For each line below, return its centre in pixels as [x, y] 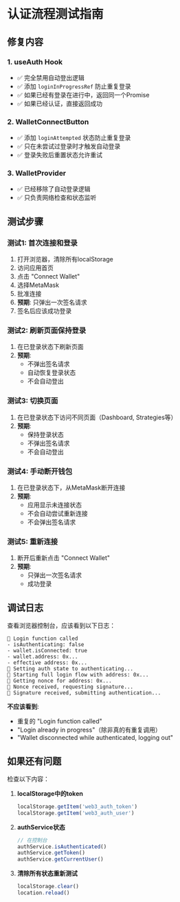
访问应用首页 [35, 268]
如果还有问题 [34, 761]
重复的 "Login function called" [60, 721]
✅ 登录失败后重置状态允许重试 [60, 155]
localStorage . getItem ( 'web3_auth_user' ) [76, 813]
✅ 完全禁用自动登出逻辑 [50, 77]
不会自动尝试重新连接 [57, 514]
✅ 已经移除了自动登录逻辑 [54, 189]
